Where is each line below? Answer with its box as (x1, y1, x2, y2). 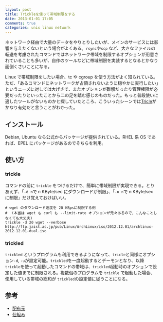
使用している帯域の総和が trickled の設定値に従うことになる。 (5, 276, 130, 282)
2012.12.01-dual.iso (5, 228, 47, 233)
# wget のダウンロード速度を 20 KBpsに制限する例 (5, 205, 96, 210)
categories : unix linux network (5, 25, 71, 30)
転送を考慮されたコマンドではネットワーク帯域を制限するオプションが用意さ (5, 52, 159, 58)
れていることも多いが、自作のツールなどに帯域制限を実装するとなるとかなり (5, 58, 158, 63)
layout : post (5, 7, 32, 12)
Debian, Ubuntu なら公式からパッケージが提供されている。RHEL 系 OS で (5, 134, 152, 140)
